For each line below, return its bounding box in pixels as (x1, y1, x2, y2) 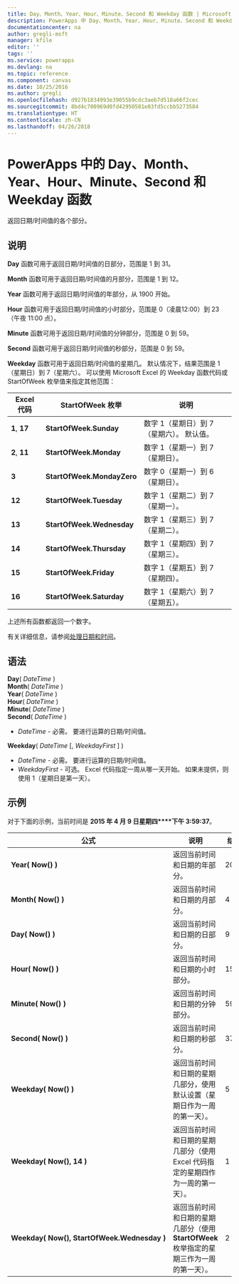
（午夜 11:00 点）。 (7, 314, 60, 323)
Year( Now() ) (11, 859, 58, 869)
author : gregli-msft (7, 30, 69, 38)
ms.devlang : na (7, 63, 53, 71)
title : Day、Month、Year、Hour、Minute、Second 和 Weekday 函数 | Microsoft (7, 10, 232, 18)
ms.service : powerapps (7, 57, 75, 64)
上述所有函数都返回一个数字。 (7, 617, 95, 626)
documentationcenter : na (7, 24, 81, 31)
